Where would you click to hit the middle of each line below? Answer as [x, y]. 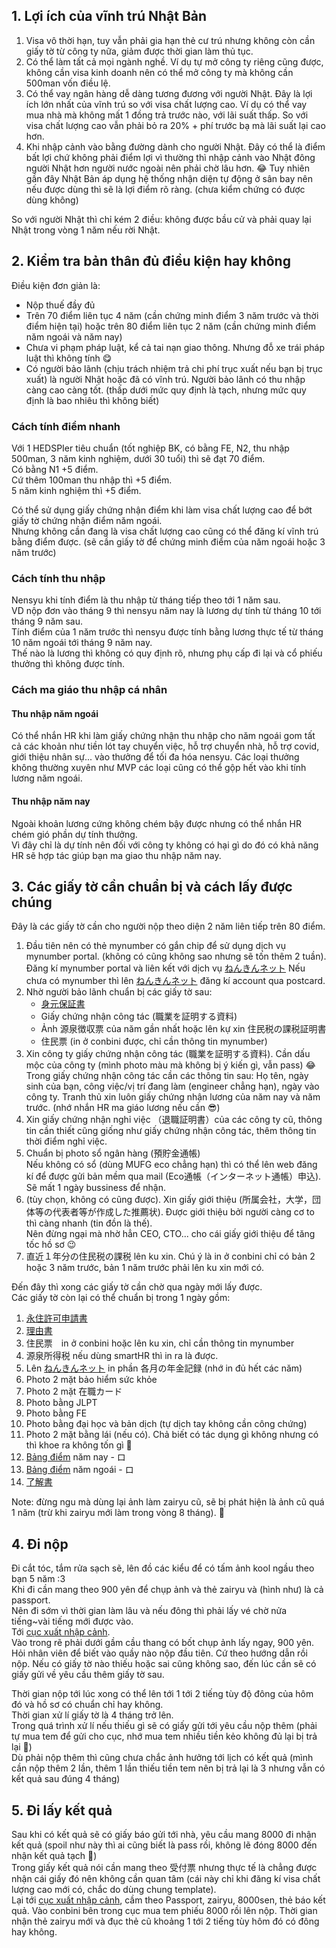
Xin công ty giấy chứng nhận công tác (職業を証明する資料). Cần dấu [168, 1054]
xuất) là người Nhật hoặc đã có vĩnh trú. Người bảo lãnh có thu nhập [165, 379]
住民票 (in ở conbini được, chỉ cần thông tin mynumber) [154, 1041]
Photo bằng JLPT [61, 1403]
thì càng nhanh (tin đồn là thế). [89, 1223]
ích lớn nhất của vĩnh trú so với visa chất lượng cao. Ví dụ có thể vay [166, 104]
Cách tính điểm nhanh [66, 426]
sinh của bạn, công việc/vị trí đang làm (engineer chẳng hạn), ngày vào [172, 1086]
